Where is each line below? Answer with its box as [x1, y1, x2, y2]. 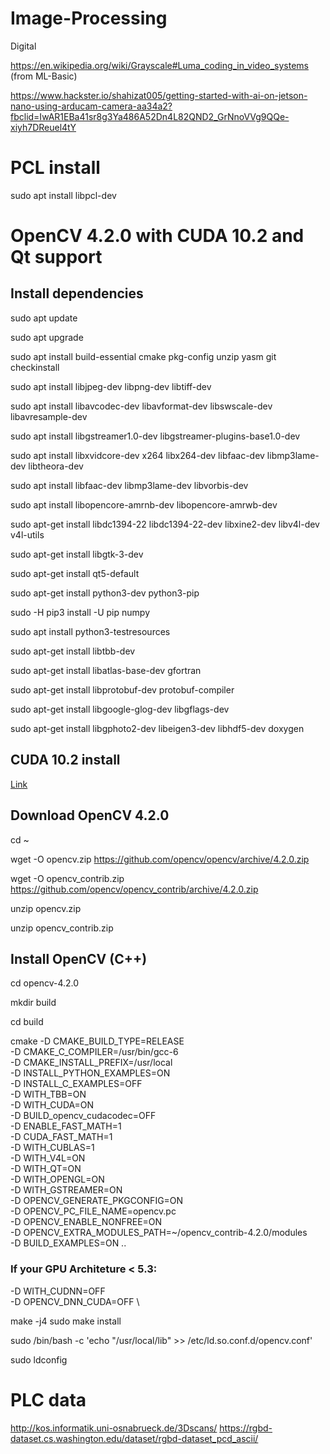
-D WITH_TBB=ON [10, 1088, 87, 1101]
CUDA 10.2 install [10, 752, 121, 769]
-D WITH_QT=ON [10, 1163, 82, 1175]
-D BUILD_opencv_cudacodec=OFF [10, 1110, 157, 1122]
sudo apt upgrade [10, 331, 84, 343]
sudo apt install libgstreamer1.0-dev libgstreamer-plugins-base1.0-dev [10, 430, 301, 442]
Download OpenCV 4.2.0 [10, 807, 170, 824]
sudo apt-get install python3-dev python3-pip [10, 587, 200, 599]
